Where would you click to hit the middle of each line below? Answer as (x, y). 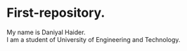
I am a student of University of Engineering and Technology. (93, 39)
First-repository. (56, 13)
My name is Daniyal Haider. (46, 32)
